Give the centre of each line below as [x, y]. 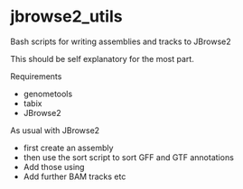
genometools [48, 94]
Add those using [54, 166]
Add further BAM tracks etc [75, 176]
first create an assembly [68, 148]
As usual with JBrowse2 [55, 130]
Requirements [36, 76]
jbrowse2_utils [66, 17]
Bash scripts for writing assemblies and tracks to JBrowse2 [121, 41]
